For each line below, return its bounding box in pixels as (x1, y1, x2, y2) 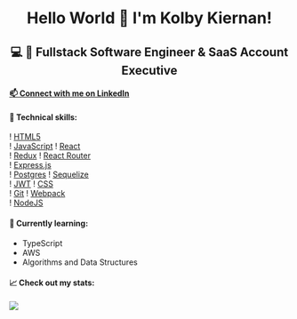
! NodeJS (9, 197, 44, 208)
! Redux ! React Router (9, 150, 92, 161)
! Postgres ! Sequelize (9, 169, 89, 180)
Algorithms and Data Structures (21, 257, 138, 267)
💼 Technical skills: (9, 111, 78, 123)
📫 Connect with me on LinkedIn (9, 88, 130, 99)
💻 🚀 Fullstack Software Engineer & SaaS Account (10, 44, 289, 60)
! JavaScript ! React (9, 141, 81, 152)
